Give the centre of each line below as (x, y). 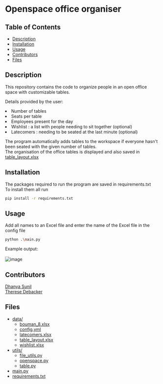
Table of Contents (33, 27)
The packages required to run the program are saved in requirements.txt (78, 184)
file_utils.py (31, 355)
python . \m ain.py (23, 240)
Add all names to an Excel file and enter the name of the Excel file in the (78, 225)
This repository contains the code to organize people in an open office (76, 87)
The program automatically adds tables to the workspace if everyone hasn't (81, 141)
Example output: (22, 249)
